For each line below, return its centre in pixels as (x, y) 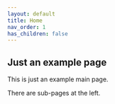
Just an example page (57, 62)
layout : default (31, 14)
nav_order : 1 (27, 27)
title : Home (25, 21)
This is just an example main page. (58, 79)
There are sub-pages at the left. (54, 93)
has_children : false (38, 34)
